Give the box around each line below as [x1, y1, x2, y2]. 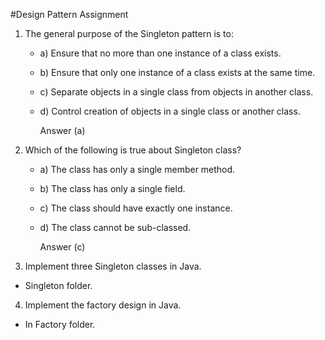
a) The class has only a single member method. [39, 164, 236, 175]
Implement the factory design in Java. [24, 299, 182, 311]
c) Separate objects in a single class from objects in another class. [39, 86, 314, 98]
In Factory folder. [24, 319, 96, 330]
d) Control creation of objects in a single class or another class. [39, 105, 301, 117]
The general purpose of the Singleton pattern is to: [24, 28, 234, 39]
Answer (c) [39, 241, 86, 253]
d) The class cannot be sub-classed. [39, 222, 192, 233]
